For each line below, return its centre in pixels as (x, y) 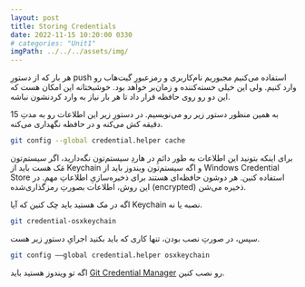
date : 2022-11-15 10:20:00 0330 (71, 35)
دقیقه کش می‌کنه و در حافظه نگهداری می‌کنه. (87, 124)
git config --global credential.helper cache (98, 141)
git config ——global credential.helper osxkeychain (110, 255)
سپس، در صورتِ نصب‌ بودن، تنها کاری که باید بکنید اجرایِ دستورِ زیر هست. (135, 238)
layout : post (35, 18)
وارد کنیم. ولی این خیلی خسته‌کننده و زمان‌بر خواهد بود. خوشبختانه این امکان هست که (153, 87)
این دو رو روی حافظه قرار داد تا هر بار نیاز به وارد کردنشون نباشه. (120, 97)
